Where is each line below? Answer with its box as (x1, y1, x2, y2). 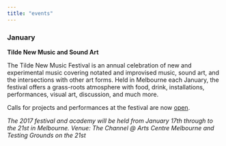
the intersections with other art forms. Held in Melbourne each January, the (7, 76, 220, 84)
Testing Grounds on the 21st (7, 131, 87, 139)
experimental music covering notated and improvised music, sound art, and (7, 68, 220, 76)
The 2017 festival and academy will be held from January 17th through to (7, 117, 214, 125)
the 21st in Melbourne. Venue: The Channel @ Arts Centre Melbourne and (7, 123, 214, 132)
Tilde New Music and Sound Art (7, 48, 99, 56)
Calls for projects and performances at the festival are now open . (7, 103, 190, 111)
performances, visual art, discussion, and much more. (7, 90, 159, 98)
